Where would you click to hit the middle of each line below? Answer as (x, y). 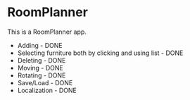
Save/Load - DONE (45, 82)
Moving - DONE (40, 68)
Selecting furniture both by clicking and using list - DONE (100, 53)
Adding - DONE (40, 45)
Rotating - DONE (42, 75)
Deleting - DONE (42, 60)
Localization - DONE (47, 90)
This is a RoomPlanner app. (47, 32)
